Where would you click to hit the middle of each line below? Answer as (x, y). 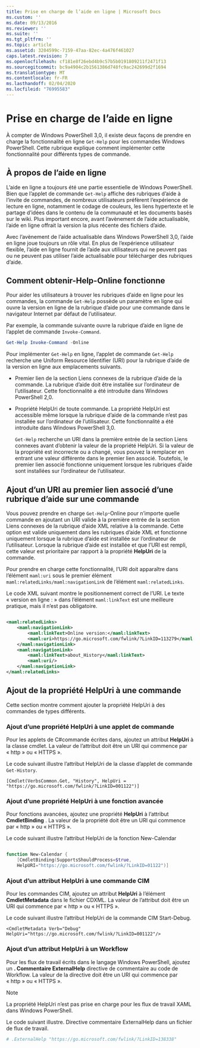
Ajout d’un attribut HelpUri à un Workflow (67, 949)
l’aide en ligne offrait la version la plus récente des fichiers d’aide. (86, 225)
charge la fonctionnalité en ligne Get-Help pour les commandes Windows (96, 141)
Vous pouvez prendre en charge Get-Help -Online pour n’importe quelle (93, 513)
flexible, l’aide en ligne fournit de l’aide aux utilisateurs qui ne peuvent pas (97, 249)
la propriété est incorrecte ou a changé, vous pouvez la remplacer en (99, 452)
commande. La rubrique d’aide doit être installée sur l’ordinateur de (97, 385)
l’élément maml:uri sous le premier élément (59, 576)
